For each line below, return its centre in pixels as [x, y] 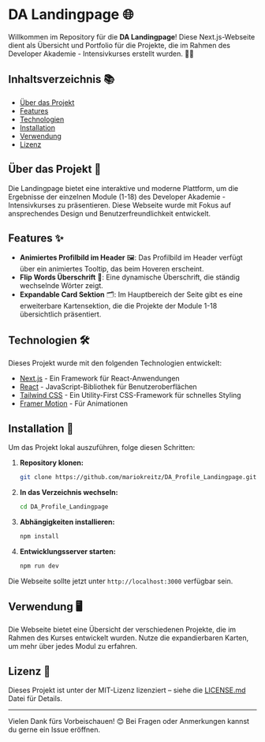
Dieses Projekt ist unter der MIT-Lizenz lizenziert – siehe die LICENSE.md [127, 690]
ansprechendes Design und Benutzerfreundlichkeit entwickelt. [110, 213]
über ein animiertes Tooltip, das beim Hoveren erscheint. [112, 269]
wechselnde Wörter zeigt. [62, 286]
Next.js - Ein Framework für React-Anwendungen [99, 378]
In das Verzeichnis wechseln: [69, 492]
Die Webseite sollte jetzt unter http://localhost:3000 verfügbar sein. [121, 581]
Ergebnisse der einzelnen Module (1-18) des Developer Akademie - [117, 197]
